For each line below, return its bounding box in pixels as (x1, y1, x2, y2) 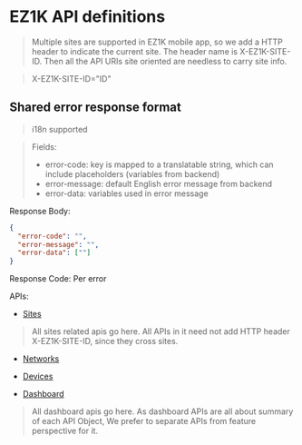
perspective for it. (31, 425, 98, 437)
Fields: (31, 141, 57, 152)
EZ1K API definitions (9, 6, 166, 27)
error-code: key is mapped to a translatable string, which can (44, 159, 274, 170)
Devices (22, 371, 54, 382)
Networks (22, 353, 60, 364)
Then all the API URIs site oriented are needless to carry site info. (44, 55, 287, 66)
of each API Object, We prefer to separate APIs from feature (31, 416, 257, 427)
